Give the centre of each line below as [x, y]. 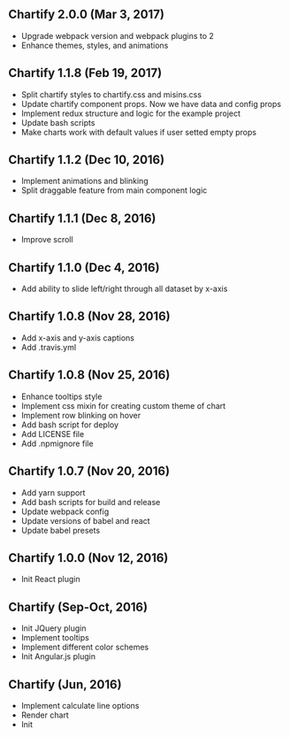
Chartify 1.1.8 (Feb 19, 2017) [85, 73]
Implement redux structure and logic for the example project [130, 113]
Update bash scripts [58, 122]
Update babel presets [61, 530]
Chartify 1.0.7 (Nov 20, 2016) [89, 471]
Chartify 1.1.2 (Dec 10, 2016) [87, 160]
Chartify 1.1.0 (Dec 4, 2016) [84, 268]
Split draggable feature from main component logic [114, 190]
